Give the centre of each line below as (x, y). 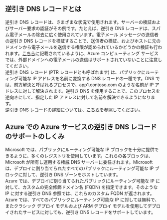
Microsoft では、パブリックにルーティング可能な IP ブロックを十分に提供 (80, 149)
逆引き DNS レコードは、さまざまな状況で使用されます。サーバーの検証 (79, 22)
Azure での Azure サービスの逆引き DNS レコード (81, 127)
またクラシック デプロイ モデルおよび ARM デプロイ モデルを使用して (77, 206)
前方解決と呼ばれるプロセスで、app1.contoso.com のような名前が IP (84, 85)
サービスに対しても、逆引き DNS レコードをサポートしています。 (89, 212)
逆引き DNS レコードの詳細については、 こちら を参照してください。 (74, 110)
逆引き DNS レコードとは (43, 9)
